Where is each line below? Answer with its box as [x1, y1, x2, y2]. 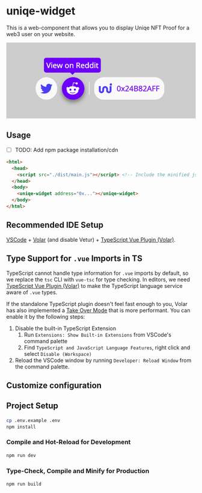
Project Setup [6, 401, 59, 411]
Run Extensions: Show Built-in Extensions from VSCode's [23, 331, 171, 338]
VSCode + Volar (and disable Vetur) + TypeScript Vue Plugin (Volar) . [6, 236, 176, 243]
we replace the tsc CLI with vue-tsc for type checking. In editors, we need [6, 275, 191, 283]
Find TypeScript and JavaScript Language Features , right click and [23, 344, 191, 351]
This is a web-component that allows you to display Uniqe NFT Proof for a [6, 24, 189, 31]
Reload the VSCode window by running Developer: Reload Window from [14, 357, 192, 364]
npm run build [6, 481, 42, 487]
